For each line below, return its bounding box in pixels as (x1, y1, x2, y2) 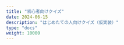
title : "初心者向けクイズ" (6, 8, 65, 15)
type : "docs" (6, 25, 38, 31)
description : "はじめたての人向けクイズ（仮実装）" (6, 19, 119, 25)
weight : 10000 (6, 30, 41, 36)
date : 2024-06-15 (6, 14, 48, 20)
